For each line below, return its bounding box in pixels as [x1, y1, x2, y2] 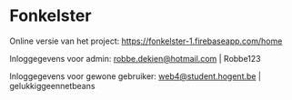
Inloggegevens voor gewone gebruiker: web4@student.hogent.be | [9, 70, 262, 82]
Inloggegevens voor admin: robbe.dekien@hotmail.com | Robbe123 [9, 53, 261, 64]
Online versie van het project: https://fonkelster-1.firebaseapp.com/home [9, 35, 283, 46]
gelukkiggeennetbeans [9, 80, 96, 91]
